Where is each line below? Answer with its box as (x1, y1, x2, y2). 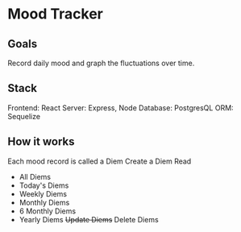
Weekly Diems (19, 188, 68, 198)
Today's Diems (19, 180, 69, 190)
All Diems (19, 172, 52, 181)
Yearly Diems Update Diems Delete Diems (19, 214, 159, 224)
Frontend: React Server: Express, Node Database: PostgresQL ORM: (7, 102, 235, 113)
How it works (7, 135, 75, 149)
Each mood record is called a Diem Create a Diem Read (7, 156, 192, 166)
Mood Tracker (7, 5, 104, 23)
